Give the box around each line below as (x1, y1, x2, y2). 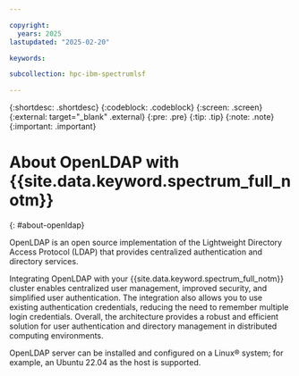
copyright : (9, 21, 50, 29)
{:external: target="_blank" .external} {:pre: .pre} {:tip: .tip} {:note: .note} (9, 112, 275, 122)
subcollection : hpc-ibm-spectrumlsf (9, 70, 146, 79)
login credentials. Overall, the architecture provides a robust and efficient (9, 312, 279, 322)
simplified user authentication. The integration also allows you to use (9, 292, 263, 304)
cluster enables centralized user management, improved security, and (9, 283, 268, 294)
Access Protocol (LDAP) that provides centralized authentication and (9, 246, 262, 257)
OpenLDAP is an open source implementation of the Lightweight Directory (9, 238, 283, 248)
